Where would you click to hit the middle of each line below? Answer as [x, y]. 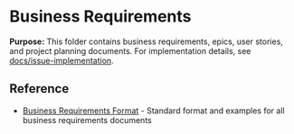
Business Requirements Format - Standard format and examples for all [153, 111]
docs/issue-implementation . [62, 60]
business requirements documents [87, 120]
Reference [39, 89]
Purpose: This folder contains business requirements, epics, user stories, [146, 41]
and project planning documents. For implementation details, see [130, 50]
